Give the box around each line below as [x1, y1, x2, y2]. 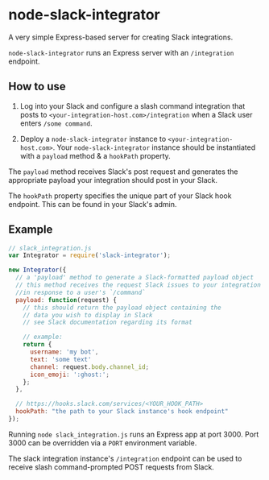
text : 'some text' [29, 355, 92, 363]
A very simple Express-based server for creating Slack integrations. [8, 32, 234, 42]
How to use [8, 80, 66, 93]
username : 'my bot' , [29, 348, 99, 356]
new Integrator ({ [8, 266, 67, 275]
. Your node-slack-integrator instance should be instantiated [52, 143, 256, 152]
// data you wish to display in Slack [23, 311, 153, 319]
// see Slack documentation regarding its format [23, 318, 193, 327]
